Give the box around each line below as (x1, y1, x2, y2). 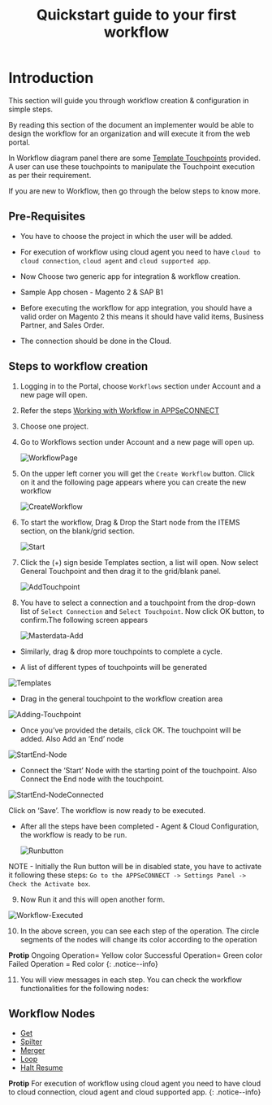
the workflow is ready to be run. (19, 829, 127, 839)
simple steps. (8, 104, 54, 114)
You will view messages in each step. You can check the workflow (19, 974, 242, 985)
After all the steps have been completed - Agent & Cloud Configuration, (19, 821, 260, 831)
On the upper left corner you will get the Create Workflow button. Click (19, 468, 256, 478)
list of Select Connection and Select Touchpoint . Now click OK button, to (19, 606, 265, 616)
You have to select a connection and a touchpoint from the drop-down (19, 598, 256, 607)
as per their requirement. (8, 170, 92, 180)
